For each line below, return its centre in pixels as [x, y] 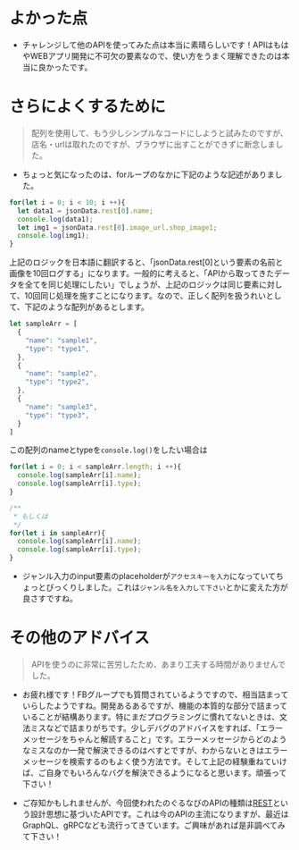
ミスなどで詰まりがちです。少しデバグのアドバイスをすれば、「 [145, 728]
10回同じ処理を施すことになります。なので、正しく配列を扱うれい [145, 296]
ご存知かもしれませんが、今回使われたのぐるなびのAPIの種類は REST [147, 803]
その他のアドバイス [79, 638]
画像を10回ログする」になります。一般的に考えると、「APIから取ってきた [142, 274]
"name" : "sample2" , [62, 374]
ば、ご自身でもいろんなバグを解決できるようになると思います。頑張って [154, 772]
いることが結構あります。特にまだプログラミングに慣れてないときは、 [150, 717]
